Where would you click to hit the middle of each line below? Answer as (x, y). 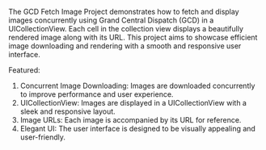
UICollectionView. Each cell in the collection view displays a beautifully (126, 29)
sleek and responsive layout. (68, 111)
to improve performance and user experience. (97, 94)
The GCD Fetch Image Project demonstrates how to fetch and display (124, 12)
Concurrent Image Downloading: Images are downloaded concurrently (137, 85)
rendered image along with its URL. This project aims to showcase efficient (133, 37)
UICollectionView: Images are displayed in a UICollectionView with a (133, 103)
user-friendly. (43, 137)
